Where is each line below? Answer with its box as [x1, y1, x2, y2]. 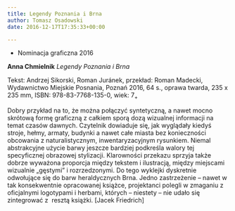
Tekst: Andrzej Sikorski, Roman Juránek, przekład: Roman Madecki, [7, 76, 203, 84]
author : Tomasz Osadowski [7, 17, 83, 24]
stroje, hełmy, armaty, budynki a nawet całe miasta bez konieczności [7, 129, 206, 137]
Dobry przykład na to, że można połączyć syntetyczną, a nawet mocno [7, 106, 213, 115]
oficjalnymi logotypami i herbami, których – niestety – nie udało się [7, 188, 201, 197]
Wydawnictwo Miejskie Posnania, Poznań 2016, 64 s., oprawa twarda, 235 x [7, 84, 229, 92]
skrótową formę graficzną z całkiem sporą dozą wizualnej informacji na [7, 114, 214, 122]
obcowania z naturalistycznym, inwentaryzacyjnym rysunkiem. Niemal [7, 136, 211, 145]
